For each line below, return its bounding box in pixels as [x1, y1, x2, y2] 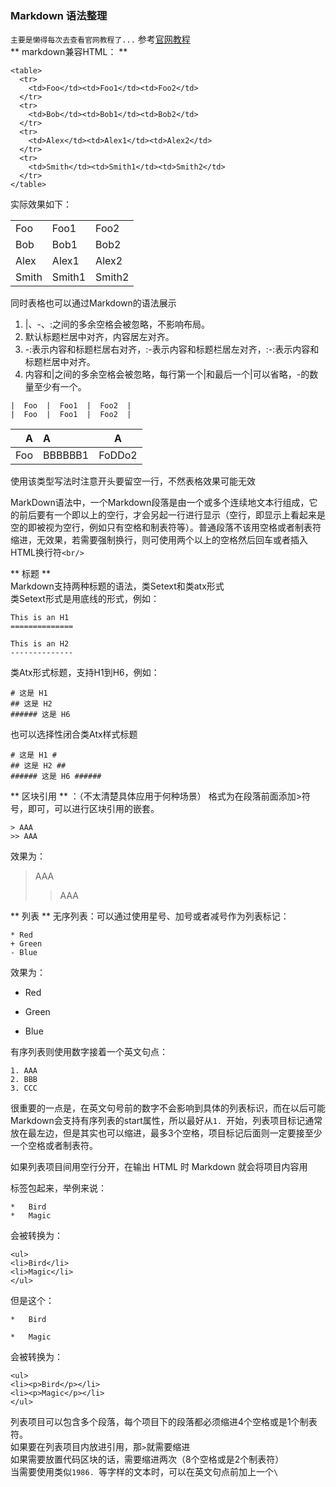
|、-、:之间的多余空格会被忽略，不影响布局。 [24, 318, 210, 331]
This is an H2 [10, 639, 70, 649]
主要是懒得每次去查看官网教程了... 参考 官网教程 [10, 33, 191, 46]
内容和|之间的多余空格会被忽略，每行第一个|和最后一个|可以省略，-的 [24, 368, 310, 381]
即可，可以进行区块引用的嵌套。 [27, 803, 160, 815]
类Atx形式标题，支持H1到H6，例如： [10, 667, 160, 679]
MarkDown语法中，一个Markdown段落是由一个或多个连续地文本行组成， [10, 497, 310, 509]
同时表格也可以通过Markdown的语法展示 [10, 297, 177, 309]
